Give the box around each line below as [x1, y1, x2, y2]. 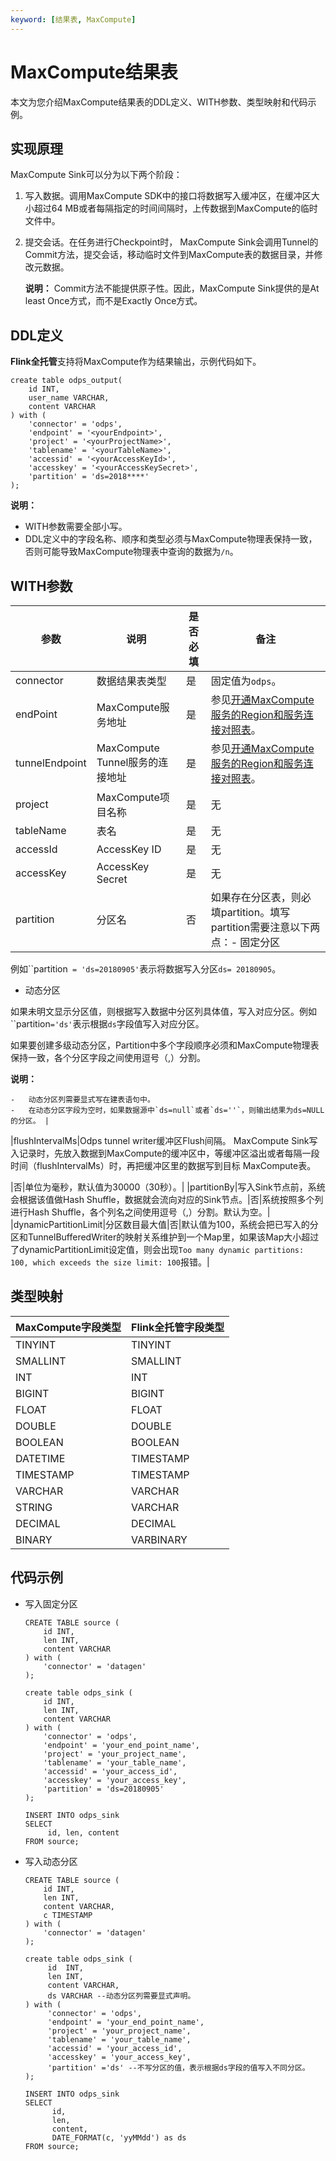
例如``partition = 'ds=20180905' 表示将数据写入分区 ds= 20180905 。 [10, 963, 282, 975]
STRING [15, 1500, 53, 1514]
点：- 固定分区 [210, 936, 281, 949]
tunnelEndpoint [15, 756, 87, 770]
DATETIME [15, 1451, 66, 1465]
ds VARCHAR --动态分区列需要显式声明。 [47, 1991, 196, 2001]
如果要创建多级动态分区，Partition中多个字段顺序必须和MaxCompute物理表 [10, 1039, 320, 1051]
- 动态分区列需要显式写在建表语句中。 [10, 1095, 155, 1105]
